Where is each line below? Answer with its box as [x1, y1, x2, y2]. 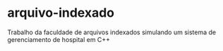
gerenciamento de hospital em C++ [7, 35, 111, 43]
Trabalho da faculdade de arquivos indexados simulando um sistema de [7, 28, 217, 36]
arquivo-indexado [7, 5, 115, 21]
